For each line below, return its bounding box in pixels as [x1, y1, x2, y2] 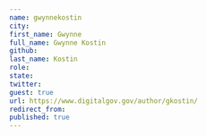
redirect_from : [9, 105, 66, 114]
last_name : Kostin [9, 55, 78, 64]
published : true [9, 113, 70, 122]
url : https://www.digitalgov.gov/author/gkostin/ [9, 96, 199, 106]
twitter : [9, 80, 42, 89]
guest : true [9, 88, 54, 97]
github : [9, 47, 39, 55]
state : [9, 72, 34, 81]
